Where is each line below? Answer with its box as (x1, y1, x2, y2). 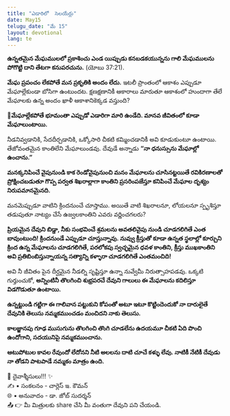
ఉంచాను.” (7, 154, 33, 162)
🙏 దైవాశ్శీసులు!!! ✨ (7, 372, 53, 380)
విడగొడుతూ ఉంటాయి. (7, 285, 62, 293)
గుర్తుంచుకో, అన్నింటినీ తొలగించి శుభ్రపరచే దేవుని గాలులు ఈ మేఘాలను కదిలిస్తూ (7, 276, 196, 284)
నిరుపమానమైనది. (7, 186, 51, 195)
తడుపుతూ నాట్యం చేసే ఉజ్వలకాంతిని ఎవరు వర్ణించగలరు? (7, 210, 146, 219)
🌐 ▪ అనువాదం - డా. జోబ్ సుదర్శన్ (7, 391, 92, 400)
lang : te (7, 36, 32, 42)
